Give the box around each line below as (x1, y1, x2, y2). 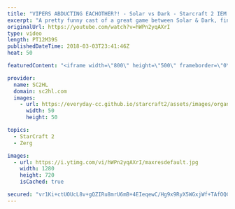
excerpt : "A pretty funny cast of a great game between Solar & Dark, (7, 17, 218, 24)
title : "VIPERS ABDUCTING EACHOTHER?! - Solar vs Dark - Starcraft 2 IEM (7, 10, 227, 18)
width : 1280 (20, 166, 55, 173)
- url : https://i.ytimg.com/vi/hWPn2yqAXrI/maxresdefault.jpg (13, 159, 199, 166)
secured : (7, 191, 33, 198)
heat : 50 (7, 50, 33, 57)
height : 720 (20, 172, 55, 179)
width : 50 (25, 107, 55, 114)
